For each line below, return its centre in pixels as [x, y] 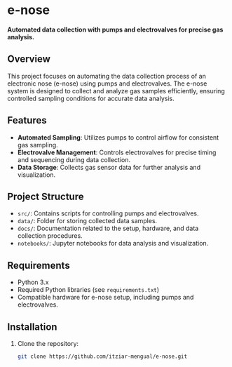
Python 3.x [33, 282]
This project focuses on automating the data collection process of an [107, 76]
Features [27, 120]
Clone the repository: [48, 343]
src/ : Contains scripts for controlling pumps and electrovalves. [108, 213]
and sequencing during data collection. [74, 159]
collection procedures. [50, 236]
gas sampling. [37, 145]
